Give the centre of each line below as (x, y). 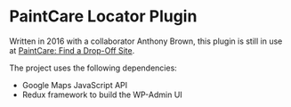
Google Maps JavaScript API (75, 85)
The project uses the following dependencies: (93, 68)
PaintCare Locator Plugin (103, 16)
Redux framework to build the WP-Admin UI (102, 95)
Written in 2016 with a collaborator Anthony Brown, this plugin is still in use (146, 41)
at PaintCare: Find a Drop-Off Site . (72, 50)
